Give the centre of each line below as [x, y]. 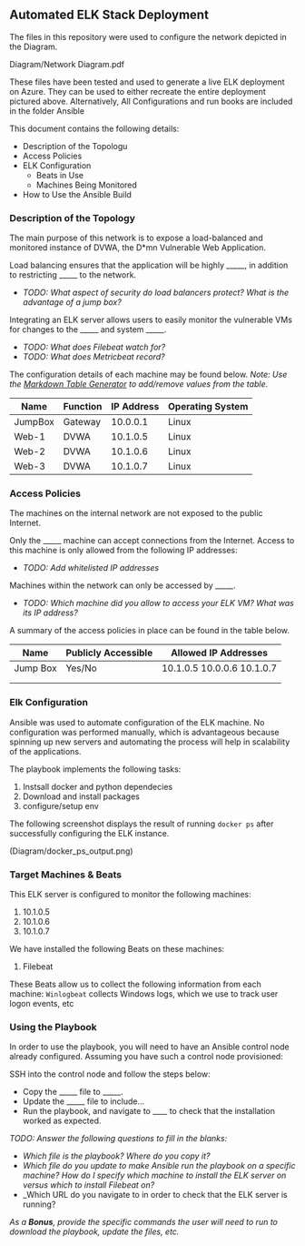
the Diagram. [34, 46]
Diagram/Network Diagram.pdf [67, 64]
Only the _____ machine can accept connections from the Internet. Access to [152, 541]
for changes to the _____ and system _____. [88, 329]
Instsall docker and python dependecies [98, 786]
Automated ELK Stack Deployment [109, 15]
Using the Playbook [53, 1027]
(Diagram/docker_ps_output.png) [71, 851]
